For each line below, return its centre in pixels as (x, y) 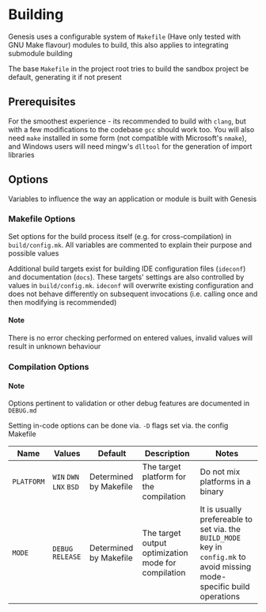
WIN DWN (66, 477)
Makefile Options (42, 219)
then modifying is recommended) (63, 302)
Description (167, 454)
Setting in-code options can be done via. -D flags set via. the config (118, 426)
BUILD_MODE (220, 538)
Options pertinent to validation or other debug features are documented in (129, 403)
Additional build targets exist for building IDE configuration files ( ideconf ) (127, 268)
